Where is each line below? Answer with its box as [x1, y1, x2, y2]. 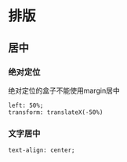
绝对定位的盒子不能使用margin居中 [8, 86, 120, 95]
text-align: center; [8, 146, 76, 154]
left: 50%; [8, 101, 44, 109]
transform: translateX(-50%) [8, 108, 103, 116]
